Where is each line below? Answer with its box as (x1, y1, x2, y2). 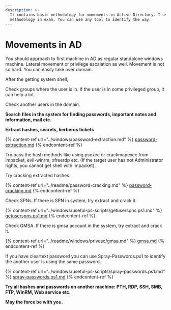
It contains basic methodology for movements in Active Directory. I (10, 12, 160, 17)
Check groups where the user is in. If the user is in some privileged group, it (5, 86, 164, 92)
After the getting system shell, (5, 76, 69, 82)
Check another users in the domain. (5, 101, 80, 107)
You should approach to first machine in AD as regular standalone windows (5, 55, 163, 62)
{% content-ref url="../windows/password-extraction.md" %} (5, 136, 134, 143)
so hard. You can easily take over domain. (5, 67, 93, 73)
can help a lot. (5, 92, 35, 98)
